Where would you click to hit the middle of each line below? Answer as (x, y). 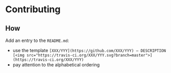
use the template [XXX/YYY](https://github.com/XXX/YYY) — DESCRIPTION (89, 50)
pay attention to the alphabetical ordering (56, 65)
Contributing (33, 9)
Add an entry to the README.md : (37, 40)
